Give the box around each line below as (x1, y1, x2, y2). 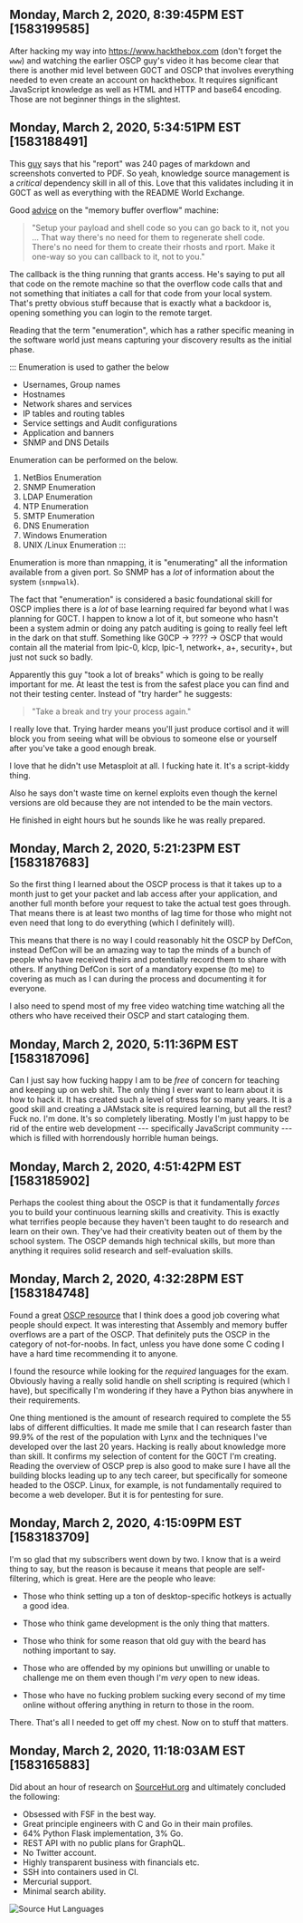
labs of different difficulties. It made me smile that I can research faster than (9, 1422, 292, 1433)
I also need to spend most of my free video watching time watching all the (9, 1000, 285, 1011)
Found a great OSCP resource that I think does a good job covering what (9, 1309, 280, 1320)
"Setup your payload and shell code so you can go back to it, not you (31, 222, 289, 233)
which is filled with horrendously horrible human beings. (9, 1133, 219, 1144)
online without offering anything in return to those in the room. (22, 1699, 255, 1710)
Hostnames (22, 389, 66, 400)
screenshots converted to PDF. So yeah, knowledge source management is (9, 168, 290, 179)
